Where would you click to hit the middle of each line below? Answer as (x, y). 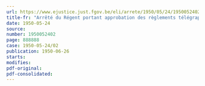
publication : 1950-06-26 (38, 51)
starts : (16, 57)
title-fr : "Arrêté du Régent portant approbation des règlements (91, 18)
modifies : (19, 62)
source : (16, 29)
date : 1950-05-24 (28, 23)
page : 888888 (23, 40)
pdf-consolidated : (30, 74)
